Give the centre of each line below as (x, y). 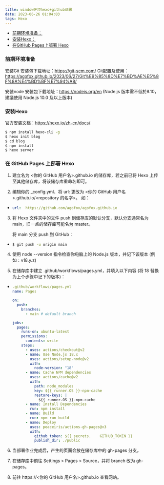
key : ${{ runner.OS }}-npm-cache (68, 390)
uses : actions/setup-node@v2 (60, 359)
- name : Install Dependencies (56, 404)
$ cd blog (15, 141)
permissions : (34, 336)
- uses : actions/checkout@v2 (55, 350)
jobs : (18, 323)
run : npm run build (50, 418)
